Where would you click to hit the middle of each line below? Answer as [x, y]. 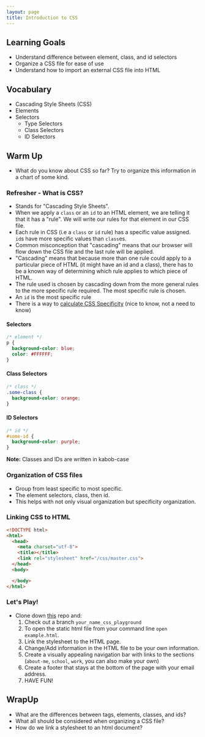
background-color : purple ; [46, 442]
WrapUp [22, 700]
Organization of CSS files [44, 475]
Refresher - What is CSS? [45, 193]
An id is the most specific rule [53, 297]
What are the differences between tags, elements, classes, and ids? [101, 714]
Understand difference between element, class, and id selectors [96, 57]
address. [35, 674]
